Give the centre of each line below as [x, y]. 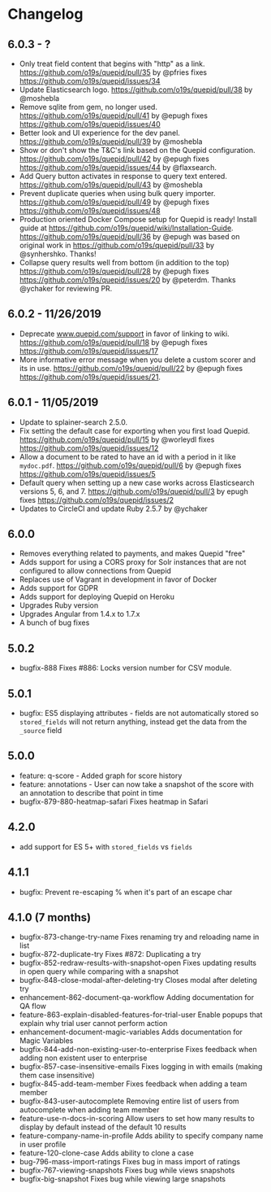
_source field [41, 731]
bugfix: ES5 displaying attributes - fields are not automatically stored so [139, 714]
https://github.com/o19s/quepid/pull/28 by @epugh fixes [114, 271]
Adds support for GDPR [59, 588]
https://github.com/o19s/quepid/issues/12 [89, 448]
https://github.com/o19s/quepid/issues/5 [87, 474]
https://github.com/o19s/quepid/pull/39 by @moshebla [111, 142]
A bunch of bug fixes [54, 622]
